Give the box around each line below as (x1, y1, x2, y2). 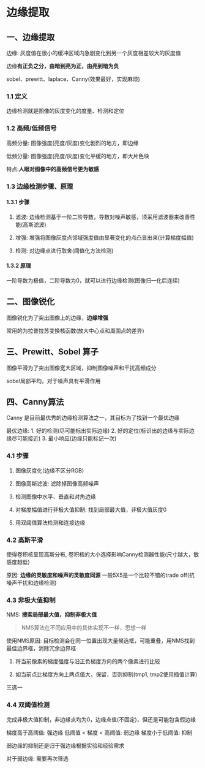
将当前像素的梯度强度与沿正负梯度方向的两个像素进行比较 (15, 658, 160, 665)
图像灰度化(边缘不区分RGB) (15, 466, 84, 474)
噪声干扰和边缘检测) (6, 579, 57, 586)
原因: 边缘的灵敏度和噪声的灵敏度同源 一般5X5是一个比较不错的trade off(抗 (6, 571, 195, 579)
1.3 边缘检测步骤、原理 (6, 182, 73, 191)
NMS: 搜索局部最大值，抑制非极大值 (6, 611, 97, 618)
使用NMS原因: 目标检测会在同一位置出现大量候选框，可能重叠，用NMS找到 (6, 637, 195, 644)
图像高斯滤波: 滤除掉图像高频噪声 (15, 479, 99, 487)
